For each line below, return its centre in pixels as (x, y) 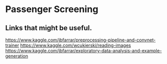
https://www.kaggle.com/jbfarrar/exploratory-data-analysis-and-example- (83, 51)
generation (17, 56)
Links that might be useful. (49, 28)
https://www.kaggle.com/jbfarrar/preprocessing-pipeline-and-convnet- (80, 40)
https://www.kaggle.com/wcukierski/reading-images (76, 45)
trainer (12, 45)
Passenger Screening (52, 9)
